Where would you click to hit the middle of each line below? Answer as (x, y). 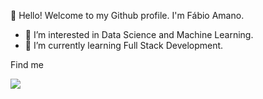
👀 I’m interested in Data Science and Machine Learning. (139, 34)
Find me (27, 64)
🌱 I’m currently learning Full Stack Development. (124, 45)
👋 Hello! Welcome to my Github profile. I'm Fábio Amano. (127, 15)
